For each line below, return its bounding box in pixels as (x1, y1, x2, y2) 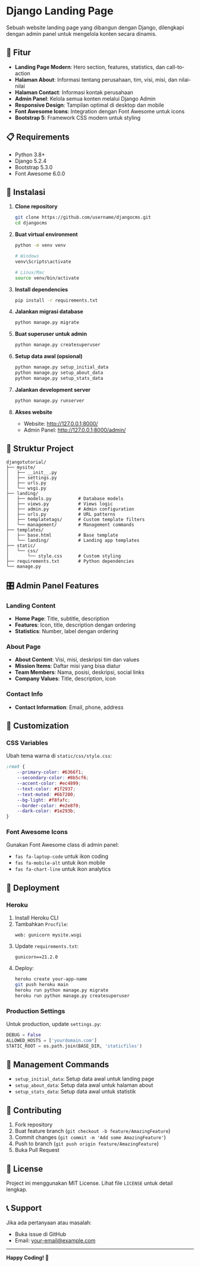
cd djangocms (14, 220, 48, 226)
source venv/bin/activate (14, 275, 79, 281)
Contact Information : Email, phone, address (14, 704, 124, 711)
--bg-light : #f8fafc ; (17, 797, 70, 803)
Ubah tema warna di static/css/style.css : (6, 752, 112, 760)
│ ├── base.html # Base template (6, 532, 118, 538)
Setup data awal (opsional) (14, 353, 83, 360)
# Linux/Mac (14, 269, 45, 275)
